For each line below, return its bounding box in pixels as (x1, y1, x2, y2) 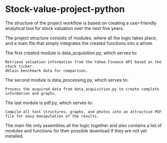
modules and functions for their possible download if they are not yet (5, 128, 147, 134)
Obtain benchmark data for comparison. (5, 68, 88, 73)
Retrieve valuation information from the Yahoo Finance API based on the (5, 59, 162, 64)
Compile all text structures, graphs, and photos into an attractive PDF (5, 109, 162, 114)
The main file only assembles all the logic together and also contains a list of (5, 122, 162, 128)
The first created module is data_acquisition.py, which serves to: (5, 50, 138, 56)
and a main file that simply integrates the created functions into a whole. (5, 40, 154, 46)
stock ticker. (5, 64, 35, 69)
